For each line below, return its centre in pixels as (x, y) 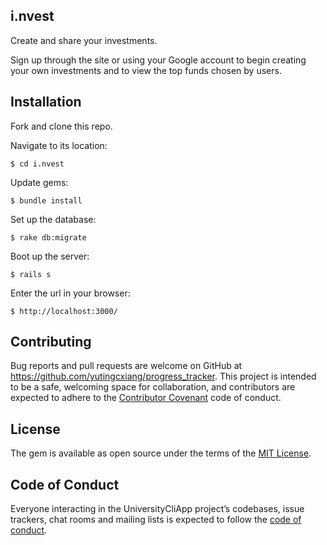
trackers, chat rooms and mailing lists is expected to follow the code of (156, 520)
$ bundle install (46, 200)
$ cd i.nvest (37, 164)
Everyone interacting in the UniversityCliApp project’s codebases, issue (157, 509)
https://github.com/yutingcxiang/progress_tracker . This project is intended (163, 376)
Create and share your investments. (84, 40)
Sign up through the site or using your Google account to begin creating (158, 60)
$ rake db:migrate (48, 237)
